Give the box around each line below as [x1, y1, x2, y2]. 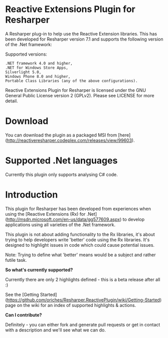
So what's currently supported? [5, 267, 73, 273]
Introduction [5, 189, 58, 200]
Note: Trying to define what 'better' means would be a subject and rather [5, 252, 156, 258]
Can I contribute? [5, 312, 42, 318]
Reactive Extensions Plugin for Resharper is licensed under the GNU [5, 87, 146, 93]
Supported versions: [5, 51, 48, 57]
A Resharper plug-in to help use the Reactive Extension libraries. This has [5, 31, 157, 37]
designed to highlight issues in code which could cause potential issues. [5, 242, 154, 248]
